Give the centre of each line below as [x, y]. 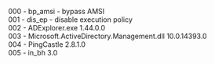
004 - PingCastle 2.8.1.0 [47, 44]
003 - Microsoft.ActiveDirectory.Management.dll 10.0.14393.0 [107, 36]
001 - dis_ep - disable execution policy [71, 20]
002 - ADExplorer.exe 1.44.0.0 [57, 28]
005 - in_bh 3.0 [33, 53]
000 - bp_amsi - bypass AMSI [56, 11]
